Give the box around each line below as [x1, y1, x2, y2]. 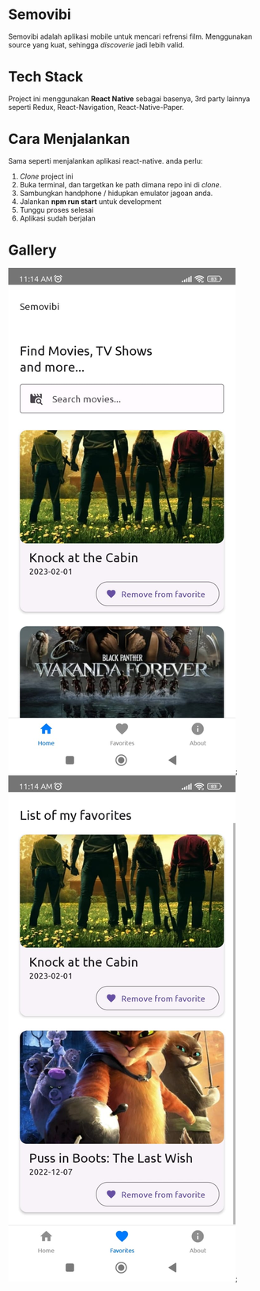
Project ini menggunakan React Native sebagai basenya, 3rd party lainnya [8, 93, 251, 104]
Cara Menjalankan [8, 130, 130, 148]
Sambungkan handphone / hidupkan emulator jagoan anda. [19, 188, 213, 198]
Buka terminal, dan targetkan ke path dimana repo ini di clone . [19, 179, 222, 189]
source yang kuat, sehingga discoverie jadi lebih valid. [8, 40, 185, 49]
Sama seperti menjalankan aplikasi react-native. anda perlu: [8, 156, 203, 165]
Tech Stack [8, 68, 84, 86]
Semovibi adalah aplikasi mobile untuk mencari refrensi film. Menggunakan [8, 32, 253, 41]
